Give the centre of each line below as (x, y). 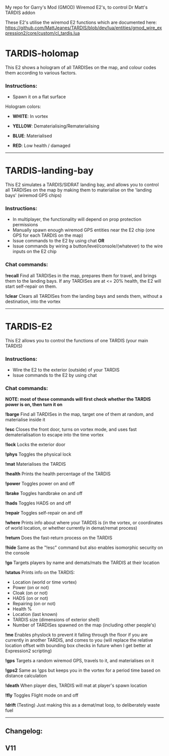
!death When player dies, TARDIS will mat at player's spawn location (76, 685)
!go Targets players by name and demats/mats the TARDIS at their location (82, 563)
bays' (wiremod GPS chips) (33, 196)
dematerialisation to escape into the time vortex (55, 435)
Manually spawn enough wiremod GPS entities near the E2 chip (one (83, 230)
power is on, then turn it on (34, 405)
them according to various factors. (41, 73)
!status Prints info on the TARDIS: (40, 573)
